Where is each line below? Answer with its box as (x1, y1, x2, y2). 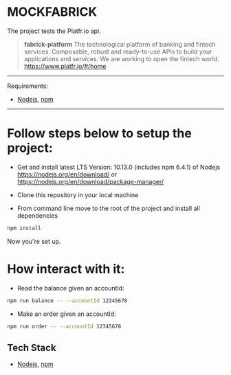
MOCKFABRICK (7, 4, 98, 20)
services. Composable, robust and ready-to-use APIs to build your (23, 47, 212, 56)
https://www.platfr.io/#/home (23, 62, 107, 70)
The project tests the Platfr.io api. (7, 27, 101, 35)
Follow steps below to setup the (7, 126, 192, 141)
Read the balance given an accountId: (16, 284, 125, 292)
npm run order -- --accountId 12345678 (7, 323, 122, 330)
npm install (7, 225, 41, 231)
